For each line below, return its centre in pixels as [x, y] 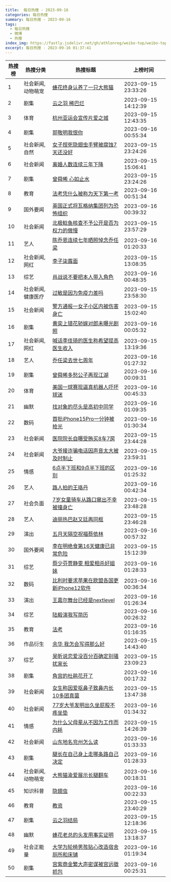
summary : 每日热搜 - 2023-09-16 [38, 19]
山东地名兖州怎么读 [76, 742]
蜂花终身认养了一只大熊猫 [83, 87]
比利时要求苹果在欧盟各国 [83, 580]
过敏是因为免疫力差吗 [78, 293]
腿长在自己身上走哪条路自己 [86, 754]
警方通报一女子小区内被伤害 [86, 306]
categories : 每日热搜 [27, 15]
